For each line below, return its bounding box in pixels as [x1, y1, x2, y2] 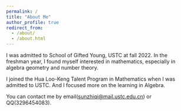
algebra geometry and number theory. [6, 64, 99, 71]
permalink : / [6, 8, 38, 15]
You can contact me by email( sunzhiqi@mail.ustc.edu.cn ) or [6, 93, 152, 100]
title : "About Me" [6, 14, 51, 20]
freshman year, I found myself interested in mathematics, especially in [6, 58, 176, 65]
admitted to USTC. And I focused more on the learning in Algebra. [6, 82, 166, 88]
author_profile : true [6, 19, 59, 25]
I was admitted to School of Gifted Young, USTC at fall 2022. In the [6, 52, 167, 58]
